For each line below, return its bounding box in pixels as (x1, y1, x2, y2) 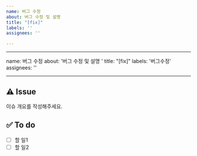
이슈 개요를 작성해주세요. (6, 103, 63, 110)
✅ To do (6, 120, 36, 130)
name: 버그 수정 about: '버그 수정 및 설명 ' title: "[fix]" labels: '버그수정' (6, 58, 171, 65)
